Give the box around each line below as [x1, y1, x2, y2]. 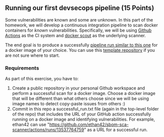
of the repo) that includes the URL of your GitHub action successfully [12, 111, 151, 117]
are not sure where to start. [5, 52, 60, 58]
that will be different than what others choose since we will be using [12, 95, 149, 102]
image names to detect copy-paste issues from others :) [12, 101, 125, 107]
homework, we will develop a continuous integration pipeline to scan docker [5, 22, 158, 28]
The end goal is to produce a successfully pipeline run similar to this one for [5, 42, 158, 48]
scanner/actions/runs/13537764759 [12, 127, 84, 133]
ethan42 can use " [12, 122, 50, 128]
